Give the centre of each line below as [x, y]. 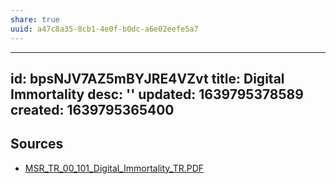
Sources [37, 144]
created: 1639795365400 [92, 109]
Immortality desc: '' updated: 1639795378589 [157, 94]
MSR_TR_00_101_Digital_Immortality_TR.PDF [114, 168]
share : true [35, 19]
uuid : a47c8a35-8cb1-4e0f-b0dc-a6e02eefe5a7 [104, 29]
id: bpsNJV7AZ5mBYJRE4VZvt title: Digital [147, 78]
